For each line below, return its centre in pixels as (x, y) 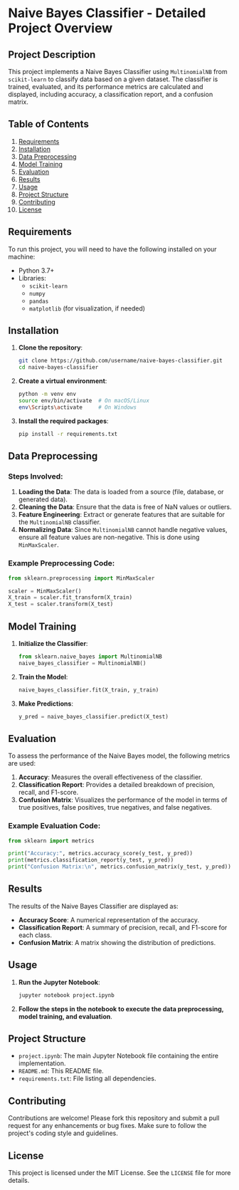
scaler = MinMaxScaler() (45, 591)
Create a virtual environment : (63, 381)
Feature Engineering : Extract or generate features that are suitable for (122, 515)
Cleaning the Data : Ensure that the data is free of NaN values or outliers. (125, 507)
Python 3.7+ (36, 270)
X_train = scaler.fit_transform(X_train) (70, 597)
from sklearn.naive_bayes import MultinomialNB (90, 657)
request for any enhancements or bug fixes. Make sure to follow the (107, 1126)
